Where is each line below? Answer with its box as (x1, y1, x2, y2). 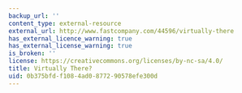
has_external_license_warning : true (8, 42, 132, 50)
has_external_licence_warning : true (8, 34, 132, 43)
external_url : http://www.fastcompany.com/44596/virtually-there (8, 27, 234, 35)
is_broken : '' (8, 49, 57, 57)
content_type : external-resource (8, 19, 122, 27)
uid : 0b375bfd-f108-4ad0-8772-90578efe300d (8, 72, 158, 80)
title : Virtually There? (8, 65, 93, 73)
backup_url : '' (8, 11, 60, 20)
